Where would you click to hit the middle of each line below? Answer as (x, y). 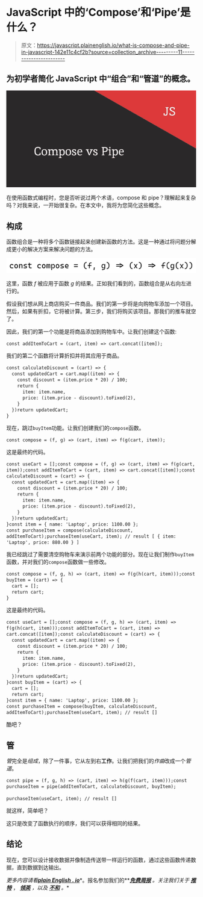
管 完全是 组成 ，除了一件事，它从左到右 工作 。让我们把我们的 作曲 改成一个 (96, 761)
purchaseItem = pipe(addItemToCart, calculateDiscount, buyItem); (91, 787)
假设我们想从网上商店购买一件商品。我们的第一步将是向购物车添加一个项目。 (101, 304)
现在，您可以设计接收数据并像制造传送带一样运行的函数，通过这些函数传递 (98, 860)
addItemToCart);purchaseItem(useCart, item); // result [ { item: (91, 536)
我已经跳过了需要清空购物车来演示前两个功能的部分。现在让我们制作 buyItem (100, 554)
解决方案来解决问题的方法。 (61, 249)
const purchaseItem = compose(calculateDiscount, (70, 530)
